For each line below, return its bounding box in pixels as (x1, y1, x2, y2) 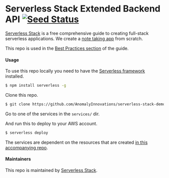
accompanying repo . (5, 144, 48, 150)
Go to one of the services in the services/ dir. (5, 111, 100, 117)
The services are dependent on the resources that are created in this (5, 139, 148, 145)
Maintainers (5, 156, 31, 162)
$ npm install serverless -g (5, 83, 66, 88)
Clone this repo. (5, 92, 39, 98)
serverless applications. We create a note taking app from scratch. (5, 36, 143, 42)
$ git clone (5, 102, 30, 107)
